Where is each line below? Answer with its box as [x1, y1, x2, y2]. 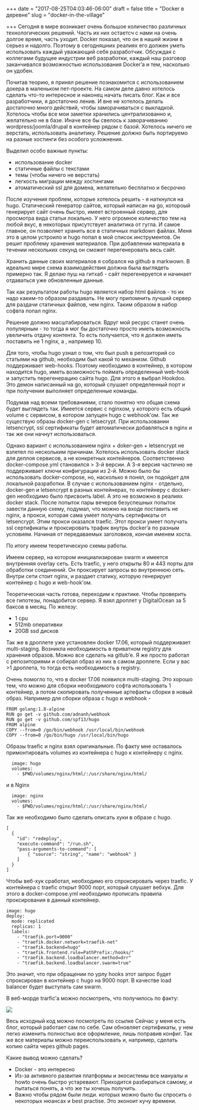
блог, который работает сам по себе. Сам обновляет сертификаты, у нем [6, 1024, 194, 1031]
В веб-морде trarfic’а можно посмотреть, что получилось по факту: [6, 994, 179, 1002]
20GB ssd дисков [14, 628, 59, 634]
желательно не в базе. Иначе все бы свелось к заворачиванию [6, 117, 168, 124]
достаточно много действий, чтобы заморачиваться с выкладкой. [6, 104, 175, 111]
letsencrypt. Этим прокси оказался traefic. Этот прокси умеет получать [6, 518, 188, 525]
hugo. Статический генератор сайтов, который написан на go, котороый [6, 202, 191, 209]
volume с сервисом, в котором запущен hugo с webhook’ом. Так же [6, 411, 179, 419]
